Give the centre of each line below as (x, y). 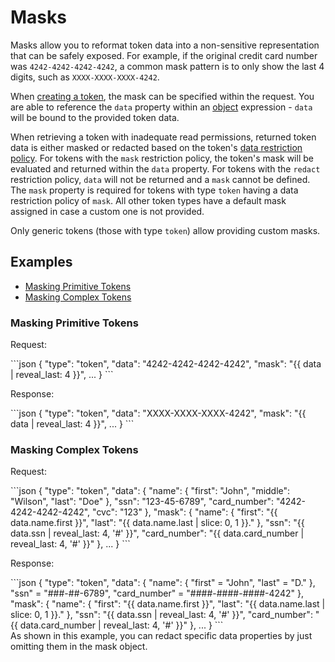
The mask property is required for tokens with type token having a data (154, 190)
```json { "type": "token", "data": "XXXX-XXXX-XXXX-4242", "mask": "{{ (158, 413)
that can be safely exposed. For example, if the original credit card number (164, 55)
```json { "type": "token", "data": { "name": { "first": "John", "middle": (150, 491)
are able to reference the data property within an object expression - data (161, 107)
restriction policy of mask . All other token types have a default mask (148, 200)
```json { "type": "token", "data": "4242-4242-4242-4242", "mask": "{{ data (166, 364)
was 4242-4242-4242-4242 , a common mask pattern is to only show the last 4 (167, 66)
